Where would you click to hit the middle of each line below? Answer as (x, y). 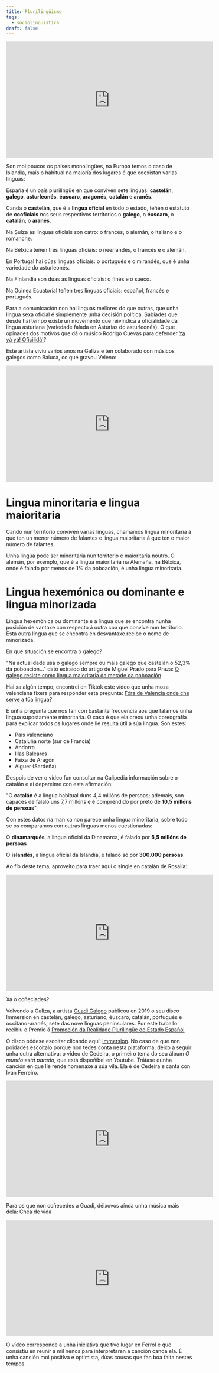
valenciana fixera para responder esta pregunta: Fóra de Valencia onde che (98, 693)
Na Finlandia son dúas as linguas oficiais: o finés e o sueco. (79, 279)
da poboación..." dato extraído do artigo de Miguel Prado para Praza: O (92, 669)
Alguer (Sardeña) (36, 767)
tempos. (16, 1364)
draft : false (22, 28)
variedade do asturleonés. (38, 268)
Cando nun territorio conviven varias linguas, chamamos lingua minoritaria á (99, 532)
